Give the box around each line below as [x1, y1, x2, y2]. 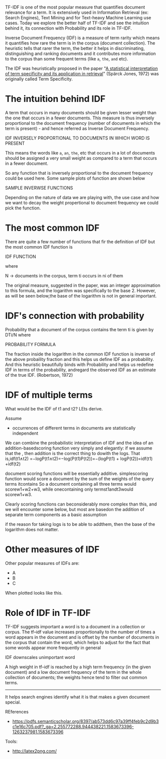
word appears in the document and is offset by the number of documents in [5, 634, 159, 640]
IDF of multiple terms [5, 390, 93, 401]
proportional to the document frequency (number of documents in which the [5, 120, 161, 126]
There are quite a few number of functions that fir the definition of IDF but [5, 239, 155, 245]
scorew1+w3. [5, 491, 32, 497]
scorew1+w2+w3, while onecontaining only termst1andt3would [5, 486, 133, 492]
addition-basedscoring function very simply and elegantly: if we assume [5, 445, 152, 451]
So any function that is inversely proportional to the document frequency [5, 170, 153, 176]
